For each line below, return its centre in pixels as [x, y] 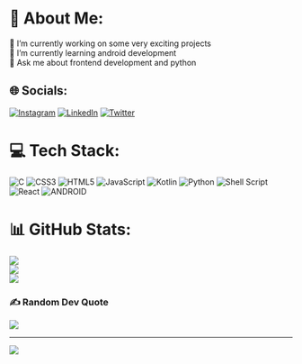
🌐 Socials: [39, 91]
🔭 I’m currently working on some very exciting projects [111, 43]
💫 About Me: [57, 18]
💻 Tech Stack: [65, 150]
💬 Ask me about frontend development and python [103, 62]
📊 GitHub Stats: [71, 229]
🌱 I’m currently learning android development [93, 52]
